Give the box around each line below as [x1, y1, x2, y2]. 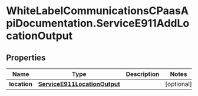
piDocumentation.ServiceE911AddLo [6, 16, 190, 30]
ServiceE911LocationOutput [38, 80, 121, 88]
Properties [6, 52, 46, 62]
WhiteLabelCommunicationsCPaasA [6, 4, 189, 18]
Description [126, 70, 160, 78]
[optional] [164, 80, 193, 88]
